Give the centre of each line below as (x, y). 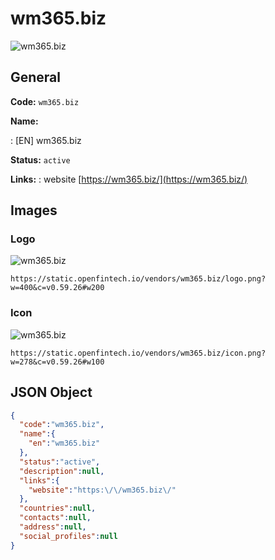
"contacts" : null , (55, 518)
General (36, 77)
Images (34, 210)
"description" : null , (62, 471)
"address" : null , (53, 527)
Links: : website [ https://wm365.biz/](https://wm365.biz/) (129, 179)
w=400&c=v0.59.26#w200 (57, 288)
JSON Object (51, 392)
